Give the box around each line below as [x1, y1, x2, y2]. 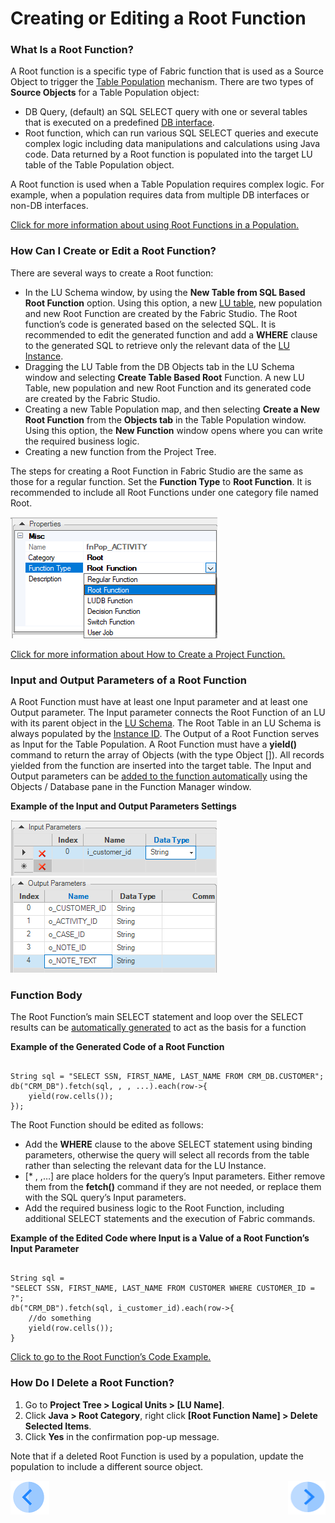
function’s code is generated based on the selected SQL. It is [24, 318, 277, 330]
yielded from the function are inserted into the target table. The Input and [10, 760, 312, 772]
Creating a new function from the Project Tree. [24, 445, 217, 457]
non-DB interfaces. [10, 200, 89, 212]
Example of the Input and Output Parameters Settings [10, 800, 237, 812]
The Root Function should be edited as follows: [10, 1119, 204, 1131]
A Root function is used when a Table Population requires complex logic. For [10, 178, 325, 191]
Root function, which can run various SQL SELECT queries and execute [24, 127, 319, 139]
